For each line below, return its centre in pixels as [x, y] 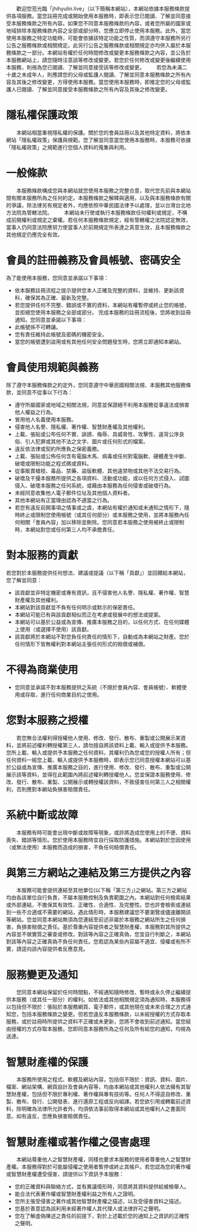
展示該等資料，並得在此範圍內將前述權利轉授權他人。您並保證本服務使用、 [96, 774]
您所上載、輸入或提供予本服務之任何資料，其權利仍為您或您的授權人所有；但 [98, 752]
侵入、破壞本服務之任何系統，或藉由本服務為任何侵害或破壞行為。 [94, 485]
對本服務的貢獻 [42, 555]
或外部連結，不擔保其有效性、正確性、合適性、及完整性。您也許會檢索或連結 [98, 905]
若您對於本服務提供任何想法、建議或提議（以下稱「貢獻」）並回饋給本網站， [97, 573]
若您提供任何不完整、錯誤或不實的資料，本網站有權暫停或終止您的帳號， [102, 305]
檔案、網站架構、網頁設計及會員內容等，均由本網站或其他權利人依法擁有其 [96, 1087]
